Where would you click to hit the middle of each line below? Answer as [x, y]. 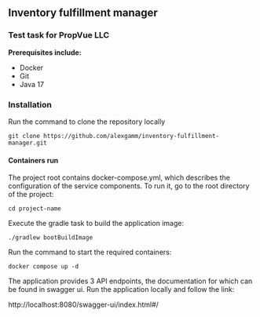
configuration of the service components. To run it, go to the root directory [129, 186]
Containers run [33, 160]
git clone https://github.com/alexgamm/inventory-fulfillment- [114, 136]
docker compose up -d [44, 267]
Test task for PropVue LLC [59, 35]
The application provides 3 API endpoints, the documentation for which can [130, 281]
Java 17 [32, 84]
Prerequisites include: [45, 52]
